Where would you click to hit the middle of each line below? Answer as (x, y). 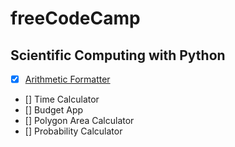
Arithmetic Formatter (67, 79)
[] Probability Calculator (73, 131)
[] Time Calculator (62, 99)
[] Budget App (54, 110)
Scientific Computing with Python (118, 55)
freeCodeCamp (75, 18)
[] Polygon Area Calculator (79, 121)
